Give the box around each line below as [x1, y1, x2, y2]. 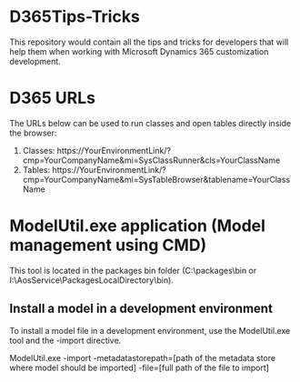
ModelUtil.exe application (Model [9, 216, 266, 236]
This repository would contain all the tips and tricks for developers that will [9, 36, 289, 47]
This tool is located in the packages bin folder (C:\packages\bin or [9, 265, 257, 276]
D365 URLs [9, 88, 95, 108]
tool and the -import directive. [9, 335, 122, 346]
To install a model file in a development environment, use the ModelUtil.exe [9, 325, 291, 336]
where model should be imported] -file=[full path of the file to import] [9, 362, 270, 373]
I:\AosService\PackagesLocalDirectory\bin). [9, 275, 175, 286]
